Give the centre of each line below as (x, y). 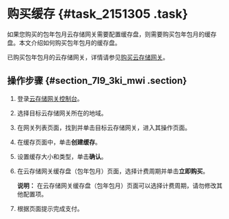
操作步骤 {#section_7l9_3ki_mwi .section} (97, 81)
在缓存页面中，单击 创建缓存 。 (59, 142)
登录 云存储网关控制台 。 (50, 98)
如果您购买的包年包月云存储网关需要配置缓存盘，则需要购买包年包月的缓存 (112, 34)
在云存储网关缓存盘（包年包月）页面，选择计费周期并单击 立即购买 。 (113, 171)
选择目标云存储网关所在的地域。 (62, 113)
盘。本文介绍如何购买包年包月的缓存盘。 (64, 42)
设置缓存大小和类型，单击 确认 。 (62, 156)
